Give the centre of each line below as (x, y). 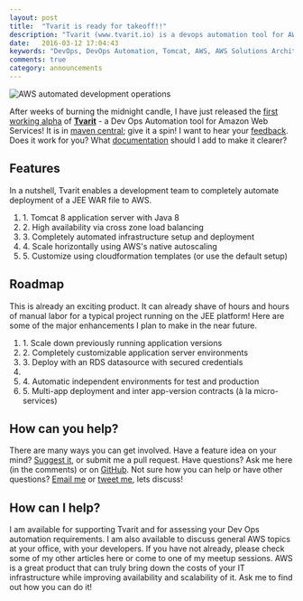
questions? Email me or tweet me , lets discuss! (96, 479)
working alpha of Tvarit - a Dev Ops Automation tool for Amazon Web (139, 121)
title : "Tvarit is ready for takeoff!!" (88, 26)
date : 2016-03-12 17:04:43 (64, 43)
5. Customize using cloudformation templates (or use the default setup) (155, 256)
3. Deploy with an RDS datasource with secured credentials (133, 362)
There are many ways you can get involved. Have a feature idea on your (143, 451)
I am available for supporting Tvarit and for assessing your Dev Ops (134, 530)
